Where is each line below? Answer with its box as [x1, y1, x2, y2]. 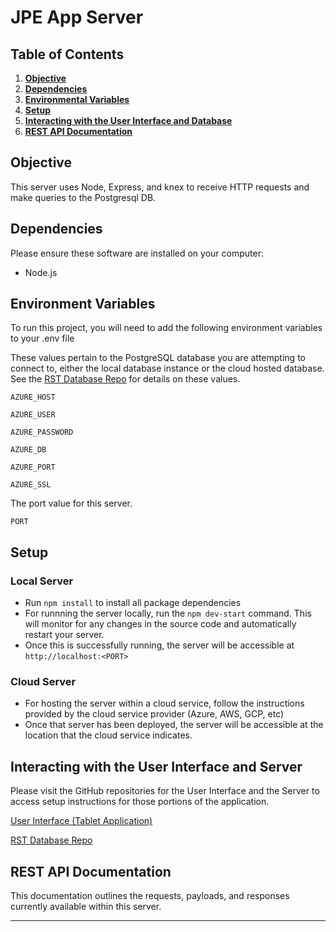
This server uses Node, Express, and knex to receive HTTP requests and [10, 181, 310, 193]
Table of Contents [10, 46, 125, 63]
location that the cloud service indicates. [24, 729, 193, 741]
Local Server [10, 574, 74, 588]
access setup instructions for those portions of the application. [10, 796, 270, 808]
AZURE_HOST [10, 392, 56, 403]
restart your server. [24, 629, 105, 641]
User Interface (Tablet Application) [10, 815, 153, 827]
